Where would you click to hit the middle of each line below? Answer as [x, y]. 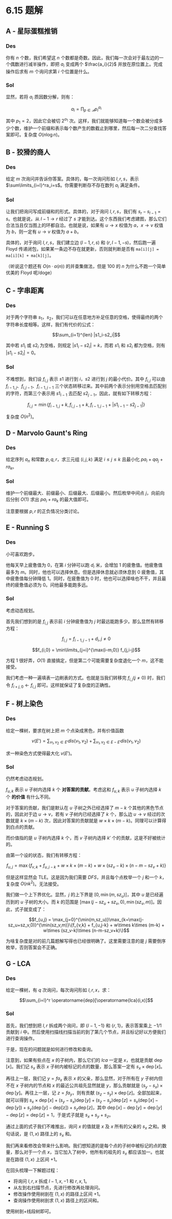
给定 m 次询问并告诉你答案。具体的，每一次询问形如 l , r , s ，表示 [72, 179]
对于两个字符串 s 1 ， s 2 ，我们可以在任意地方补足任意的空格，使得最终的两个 [84, 317]
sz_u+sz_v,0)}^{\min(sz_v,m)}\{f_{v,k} [47, 925]
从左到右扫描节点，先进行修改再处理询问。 [58, 1187]
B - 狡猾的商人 [28, 152]
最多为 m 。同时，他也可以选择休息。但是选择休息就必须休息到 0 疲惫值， [83, 572]
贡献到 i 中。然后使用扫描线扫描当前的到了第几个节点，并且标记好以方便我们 [86, 1032]
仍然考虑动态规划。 [26, 778]
